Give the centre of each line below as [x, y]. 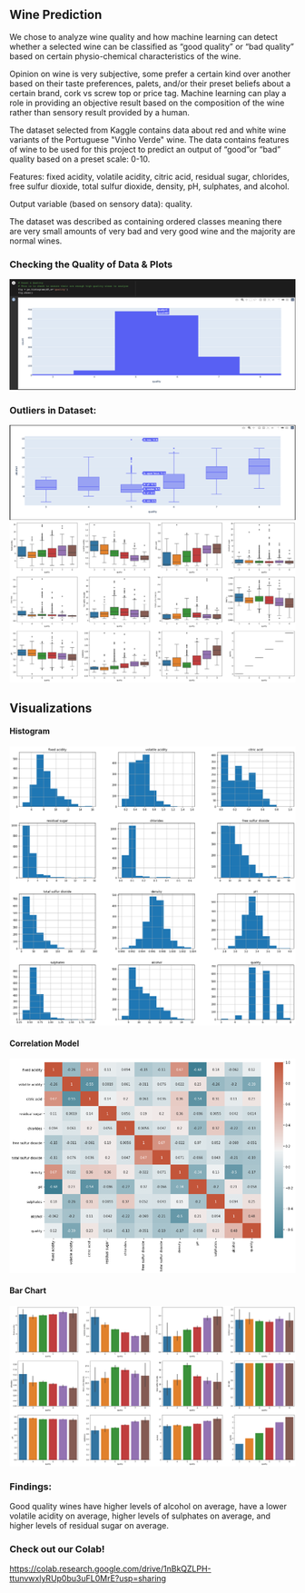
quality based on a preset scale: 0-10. [80, 159]
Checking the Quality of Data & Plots [91, 264]
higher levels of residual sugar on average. [89, 1526]
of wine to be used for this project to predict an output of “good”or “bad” [145, 149]
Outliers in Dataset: [53, 410]
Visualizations [51, 708]
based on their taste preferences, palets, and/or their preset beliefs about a [150, 83]
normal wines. [36, 241]
